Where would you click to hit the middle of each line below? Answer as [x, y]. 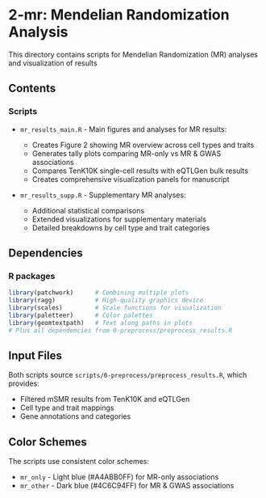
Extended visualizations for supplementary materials [119, 219]
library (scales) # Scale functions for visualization [115, 308]
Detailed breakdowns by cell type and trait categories [121, 227]
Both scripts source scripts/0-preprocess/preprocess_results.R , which [128, 375]
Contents [32, 89]
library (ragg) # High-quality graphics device [106, 301]
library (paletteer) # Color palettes [81, 315]
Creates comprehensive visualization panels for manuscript [131, 179]
